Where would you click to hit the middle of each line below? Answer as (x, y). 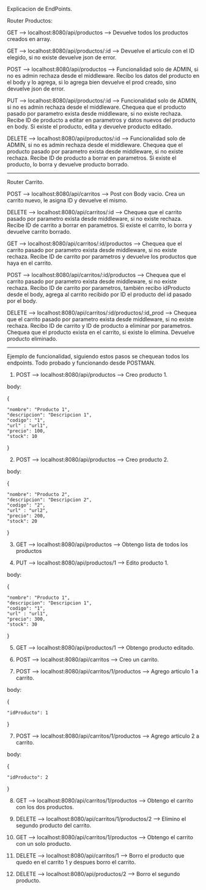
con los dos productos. (45, 807)
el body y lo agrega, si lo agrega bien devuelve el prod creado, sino (92, 82)
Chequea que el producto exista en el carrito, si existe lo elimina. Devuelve (101, 332)
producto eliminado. (32, 339)
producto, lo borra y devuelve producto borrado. (68, 164)
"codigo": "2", (26, 505)
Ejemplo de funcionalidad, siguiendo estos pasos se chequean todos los (98, 356)
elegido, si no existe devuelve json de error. (62, 57)
